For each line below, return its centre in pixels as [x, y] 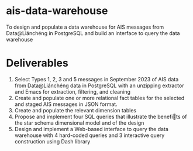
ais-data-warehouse [57, 11]
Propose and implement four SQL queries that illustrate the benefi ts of [101, 116]
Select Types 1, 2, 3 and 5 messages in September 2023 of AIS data [96, 79]
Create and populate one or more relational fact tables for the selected [99, 98]
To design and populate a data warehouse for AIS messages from [85, 27]
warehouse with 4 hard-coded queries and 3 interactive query [89, 135]
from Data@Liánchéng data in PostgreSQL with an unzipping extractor [99, 85]
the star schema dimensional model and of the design [79, 123]
